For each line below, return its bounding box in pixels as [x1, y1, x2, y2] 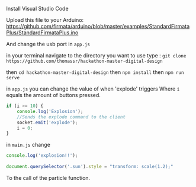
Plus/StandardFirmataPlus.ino [6, 29, 79, 36]
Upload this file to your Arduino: [6, 17, 84, 23]
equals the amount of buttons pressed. [6, 92, 101, 98]
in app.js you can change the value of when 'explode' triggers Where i [6, 85, 180, 92]
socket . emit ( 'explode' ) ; [17, 120, 78, 125]
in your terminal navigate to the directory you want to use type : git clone [6, 52, 187, 59]
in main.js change [6, 141, 50, 149]
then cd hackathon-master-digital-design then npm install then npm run [6, 69, 184, 76]
